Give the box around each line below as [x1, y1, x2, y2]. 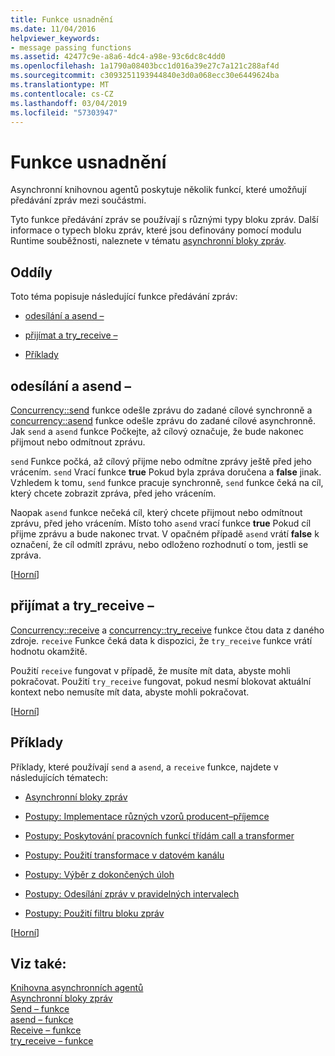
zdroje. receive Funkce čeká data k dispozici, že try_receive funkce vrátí [10, 634, 313, 646]
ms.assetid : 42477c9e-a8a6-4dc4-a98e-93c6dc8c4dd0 [10, 52, 226, 62]
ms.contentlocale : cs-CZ [10, 89, 114, 99]
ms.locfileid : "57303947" [10, 107, 118, 118]
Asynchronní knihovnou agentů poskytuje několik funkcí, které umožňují [10, 184, 307, 196]
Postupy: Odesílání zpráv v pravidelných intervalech [24, 887, 240, 900]
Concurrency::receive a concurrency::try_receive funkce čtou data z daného [10, 624, 325, 636]
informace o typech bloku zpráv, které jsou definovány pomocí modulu [10, 224, 302, 236]
